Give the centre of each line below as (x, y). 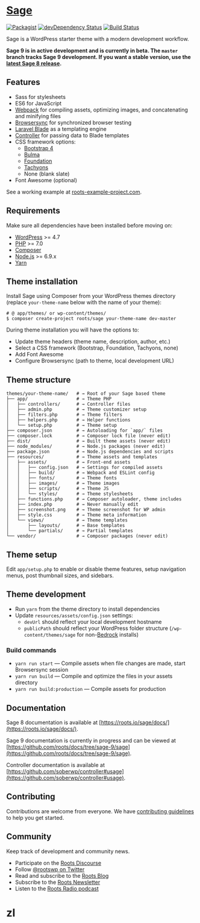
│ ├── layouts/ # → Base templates (66, 526)
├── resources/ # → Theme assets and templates (82, 457)
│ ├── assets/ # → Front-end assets (68, 462)
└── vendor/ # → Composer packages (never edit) (87, 536)
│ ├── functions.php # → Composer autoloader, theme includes (94, 499)
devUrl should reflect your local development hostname (93, 622)
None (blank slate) (47, 174)
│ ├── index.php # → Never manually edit (72, 505)
